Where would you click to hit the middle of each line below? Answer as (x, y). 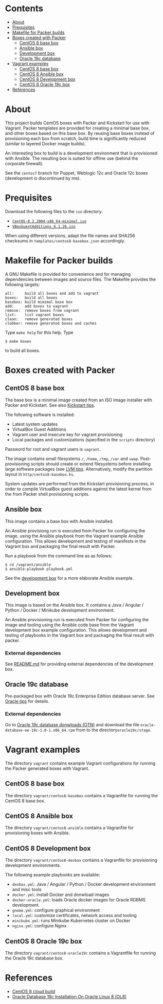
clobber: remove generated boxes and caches (51, 323)
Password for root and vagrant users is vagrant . (53, 449)
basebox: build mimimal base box (39, 302)
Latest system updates (35, 424)
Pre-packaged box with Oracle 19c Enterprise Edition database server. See (80, 696)
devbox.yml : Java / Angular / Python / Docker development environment (84, 884)
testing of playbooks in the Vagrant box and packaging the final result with (80, 635)
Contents (24, 9)
